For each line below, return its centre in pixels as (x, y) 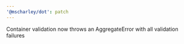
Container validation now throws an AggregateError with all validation (92, 29)
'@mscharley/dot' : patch (37, 12)
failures (16, 35)
